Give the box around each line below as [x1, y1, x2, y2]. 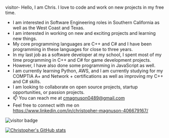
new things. [12, 35, 37, 41]
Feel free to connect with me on [12, 102, 80, 108]
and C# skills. [12, 78, 42, 84]
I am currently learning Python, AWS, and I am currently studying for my [12, 68, 163, 74]
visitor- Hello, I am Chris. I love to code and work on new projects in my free [5, 5, 164, 10]
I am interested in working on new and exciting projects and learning [12, 30, 156, 36]
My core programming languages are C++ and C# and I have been [12, 41, 152, 47]
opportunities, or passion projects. [12, 89, 85, 95]
